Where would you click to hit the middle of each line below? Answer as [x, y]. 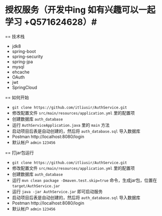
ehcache [21, 72]
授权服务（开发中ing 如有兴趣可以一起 [80, 10]
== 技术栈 [15, 36]
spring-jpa [22, 62]
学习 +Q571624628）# [51, 22]
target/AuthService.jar [36, 186]
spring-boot [24, 51]
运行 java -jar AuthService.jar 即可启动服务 [57, 191]
